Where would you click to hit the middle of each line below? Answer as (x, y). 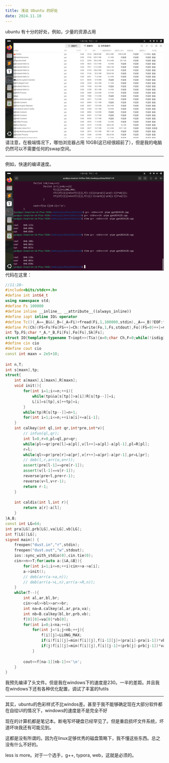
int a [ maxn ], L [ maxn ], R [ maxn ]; (46, 380)
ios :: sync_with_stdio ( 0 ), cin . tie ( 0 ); (54, 556)
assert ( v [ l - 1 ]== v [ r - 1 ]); (49, 471)
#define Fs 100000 (24, 306)
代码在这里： (18, 275)
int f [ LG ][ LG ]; (21, 534)
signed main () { (22, 540)
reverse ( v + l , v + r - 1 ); (45, 481)
